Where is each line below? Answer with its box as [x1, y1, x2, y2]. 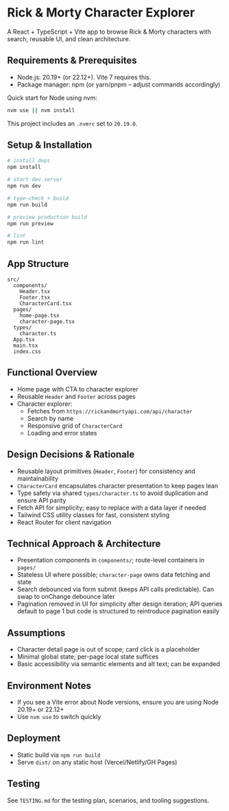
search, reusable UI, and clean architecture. [7, 34, 131, 43]
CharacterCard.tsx [19, 300, 72, 307]
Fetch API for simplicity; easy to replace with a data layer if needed [16, 503, 206, 512]
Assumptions [7, 627, 66, 639]
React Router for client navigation [16, 518, 112, 526]
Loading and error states [27, 429, 97, 437]
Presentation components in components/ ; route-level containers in [16, 556, 204, 564]
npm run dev [7, 183, 41, 190]
